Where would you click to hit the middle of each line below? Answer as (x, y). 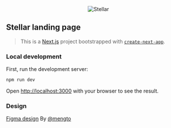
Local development (34, 56)
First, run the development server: (47, 69)
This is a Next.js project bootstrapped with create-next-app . (93, 41)
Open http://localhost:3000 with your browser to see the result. (83, 91)
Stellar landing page (43, 28)
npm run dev (20, 80)
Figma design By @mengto (39, 119)
